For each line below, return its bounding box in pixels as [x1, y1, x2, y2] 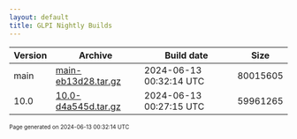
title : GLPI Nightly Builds [9, 21, 113, 30]
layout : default [9, 12, 69, 22]
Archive [78, 49, 113, 62]
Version [13, 49, 48, 62]
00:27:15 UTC [144, 100, 205, 113]
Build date [164, 49, 209, 62]
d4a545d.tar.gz [56, 100, 121, 113]
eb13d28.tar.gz [56, 75, 122, 87]
